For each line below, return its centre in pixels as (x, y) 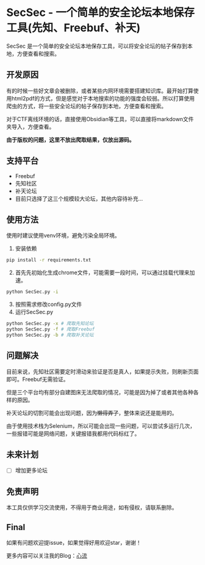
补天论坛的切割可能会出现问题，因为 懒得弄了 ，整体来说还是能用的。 (92, 413)
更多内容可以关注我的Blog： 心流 (47, 556)
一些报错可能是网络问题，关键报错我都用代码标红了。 (73, 433)
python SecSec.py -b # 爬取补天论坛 (50, 335)
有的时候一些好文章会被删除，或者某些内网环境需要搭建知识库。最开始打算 (100, 91)
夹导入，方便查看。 (31, 127)
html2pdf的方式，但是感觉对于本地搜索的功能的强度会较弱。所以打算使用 (103, 98)
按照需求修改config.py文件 (49, 304)
